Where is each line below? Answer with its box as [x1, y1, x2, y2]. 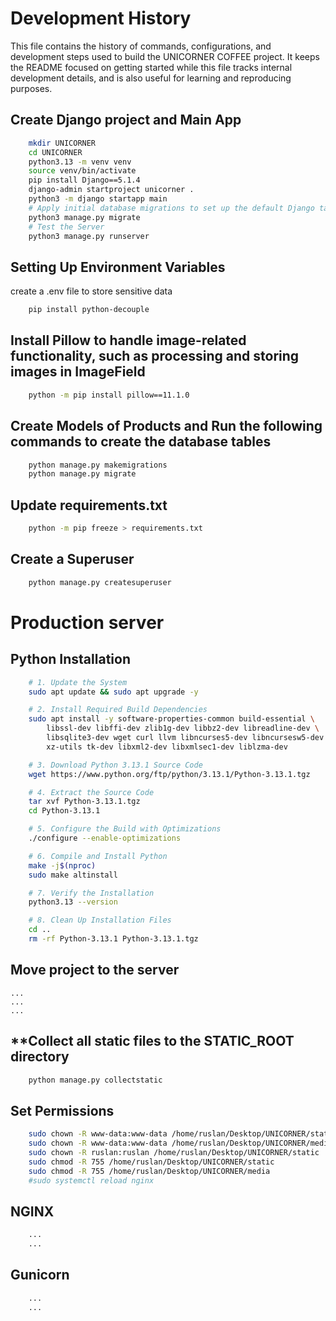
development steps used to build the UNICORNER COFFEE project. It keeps [10, 50, 320, 62]
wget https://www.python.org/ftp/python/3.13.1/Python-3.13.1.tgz [28, 769, 311, 779]
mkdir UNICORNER [28, 138, 97, 148]
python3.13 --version [28, 897, 118, 907]
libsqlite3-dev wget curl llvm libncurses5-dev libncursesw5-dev [46, 733, 325, 743]
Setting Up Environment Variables [10, 258, 226, 276]
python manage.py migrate [28, 469, 137, 479]
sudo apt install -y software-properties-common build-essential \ [28, 714, 315, 724]
